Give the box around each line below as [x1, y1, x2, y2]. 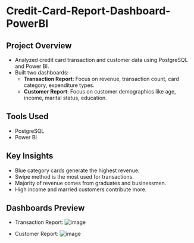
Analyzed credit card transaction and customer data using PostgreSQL [14, 57, 189, 63]
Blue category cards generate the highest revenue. [14, 167, 140, 174]
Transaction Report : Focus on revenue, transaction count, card [23, 76, 180, 82]
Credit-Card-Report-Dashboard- [6, 4, 171, 18]
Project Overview [6, 40, 72, 51]
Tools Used [6, 111, 49, 121]
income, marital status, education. [23, 94, 107, 101]
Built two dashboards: [14, 69, 69, 76]
